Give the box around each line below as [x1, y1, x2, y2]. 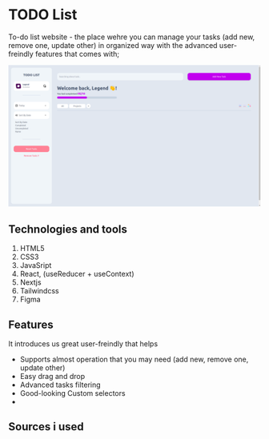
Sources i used [8, 420, 84, 433]
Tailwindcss [19, 286, 59, 296]
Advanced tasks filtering [19, 380, 102, 389]
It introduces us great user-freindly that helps [8, 339, 159, 349]
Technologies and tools [8, 222, 128, 236]
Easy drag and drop [19, 372, 86, 381]
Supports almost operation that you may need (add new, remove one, [19, 354, 249, 365]
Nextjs [19, 277, 42, 287]
